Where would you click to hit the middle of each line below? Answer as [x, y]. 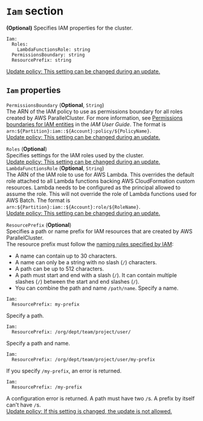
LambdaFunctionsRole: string [54, 50]
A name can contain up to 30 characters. [66, 256]
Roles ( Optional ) [27, 149]
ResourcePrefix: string [41, 60]
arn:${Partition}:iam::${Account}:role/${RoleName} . [73, 206]
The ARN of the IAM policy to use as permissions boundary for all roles [95, 111]
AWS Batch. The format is [38, 200]
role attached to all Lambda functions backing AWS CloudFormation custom [101, 181]
